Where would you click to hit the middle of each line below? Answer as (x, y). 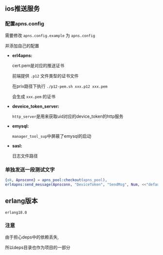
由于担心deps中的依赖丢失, (32, 237)
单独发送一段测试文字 (30, 169)
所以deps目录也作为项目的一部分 (38, 247)
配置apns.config (25, 24)
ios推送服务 (23, 9)
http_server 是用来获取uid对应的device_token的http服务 (68, 116)
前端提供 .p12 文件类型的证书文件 (45, 76)
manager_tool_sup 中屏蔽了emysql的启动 (51, 136)
